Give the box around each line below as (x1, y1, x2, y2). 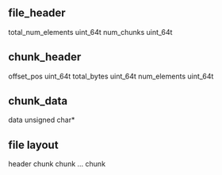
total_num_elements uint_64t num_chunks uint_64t (8, 27, 173, 36)
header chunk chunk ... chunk (8, 159, 105, 169)
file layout (8, 138, 59, 151)
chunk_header (8, 51, 82, 64)
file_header (8, 6, 66, 20)
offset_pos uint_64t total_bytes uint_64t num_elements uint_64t (8, 71, 214, 81)
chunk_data (8, 94, 68, 108)
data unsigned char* (8, 115, 75, 125)
